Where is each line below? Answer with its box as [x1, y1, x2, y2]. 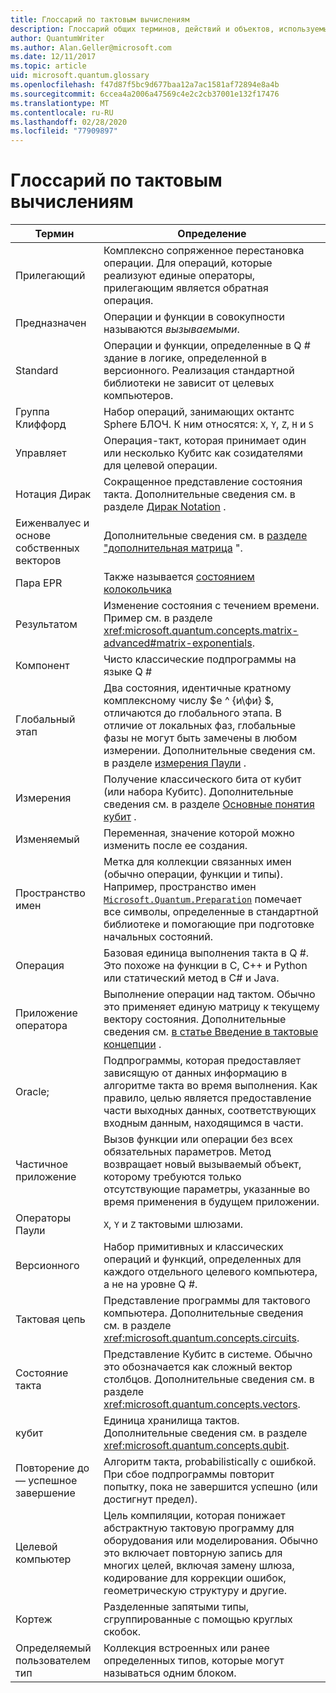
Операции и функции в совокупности [103, 310, 285, 324]
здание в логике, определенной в [103, 351, 267, 365]
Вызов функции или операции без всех [103, 1132, 293, 1146]
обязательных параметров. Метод [103, 1145, 272, 1159]
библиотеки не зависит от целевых [103, 376, 275, 390]
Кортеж [15, 1612, 53, 1626]
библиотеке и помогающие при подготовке [103, 917, 315, 931]
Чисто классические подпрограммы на [103, 652, 297, 666]
